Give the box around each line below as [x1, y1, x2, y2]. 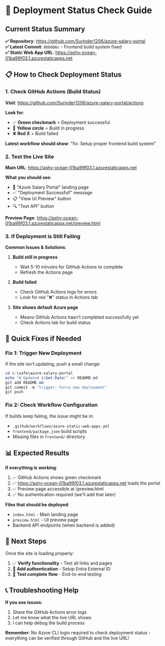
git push [5, 390, 24, 395]
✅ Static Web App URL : [5, 50, 54, 55]
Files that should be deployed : [5, 502, 69, 508]
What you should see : [5, 174, 52, 180]
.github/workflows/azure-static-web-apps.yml [12, 423, 110, 429]
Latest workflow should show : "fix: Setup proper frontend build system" [5, 140, 156, 146]
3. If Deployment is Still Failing [5, 233, 80, 240]
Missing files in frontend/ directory [12, 434, 86, 440]
